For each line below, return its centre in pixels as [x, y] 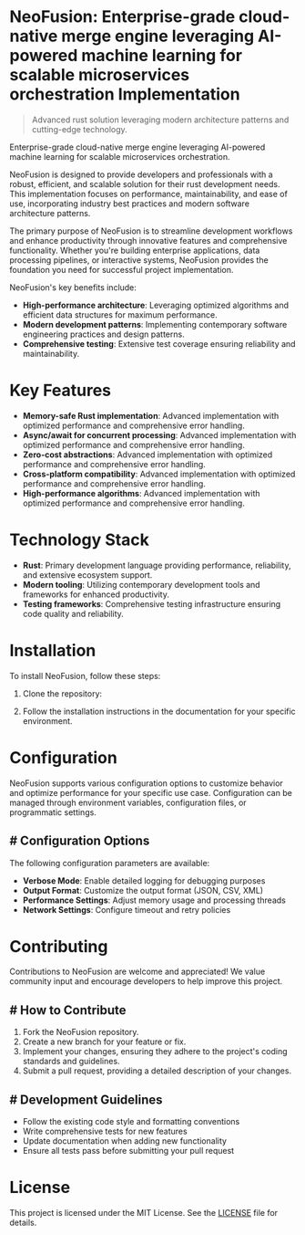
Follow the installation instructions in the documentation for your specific [159, 711]
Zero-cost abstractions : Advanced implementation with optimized [147, 455]
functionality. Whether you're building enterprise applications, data [135, 250]
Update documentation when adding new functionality [125, 1141]
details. [23, 1222]
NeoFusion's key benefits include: [73, 287]
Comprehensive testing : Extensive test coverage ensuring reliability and [159, 343]
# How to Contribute [68, 1010]
